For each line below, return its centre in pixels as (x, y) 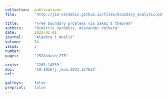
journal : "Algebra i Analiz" (40, 37)
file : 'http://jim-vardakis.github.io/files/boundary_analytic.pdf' (86, 14)
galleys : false (25, 83)
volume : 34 (22, 42)
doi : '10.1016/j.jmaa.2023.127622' (51, 69)
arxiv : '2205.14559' (33, 65)
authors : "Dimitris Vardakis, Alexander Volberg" (62, 28)
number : (13, 51)
